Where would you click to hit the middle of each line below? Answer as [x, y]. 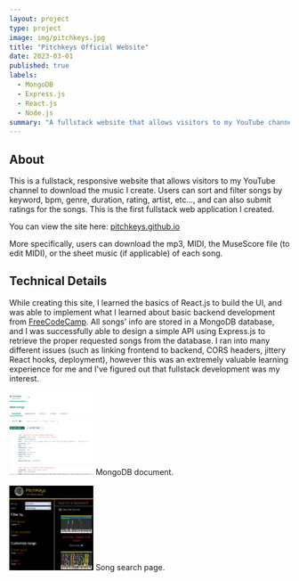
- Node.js [35, 113]
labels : [24, 76]
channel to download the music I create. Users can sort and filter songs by [146, 191]
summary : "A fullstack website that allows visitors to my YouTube [137, 122]
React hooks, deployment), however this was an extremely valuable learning [149, 359]
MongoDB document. [135, 471]
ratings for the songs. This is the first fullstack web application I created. [142, 209]
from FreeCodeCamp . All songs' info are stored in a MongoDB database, [142, 322]
